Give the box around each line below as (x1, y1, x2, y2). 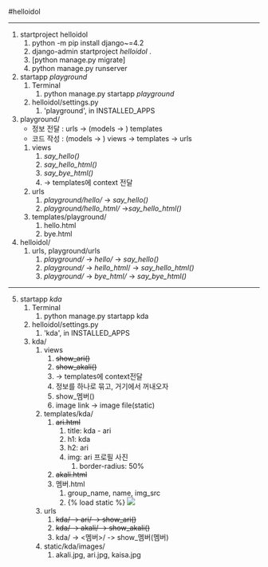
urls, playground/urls (31, 246, 101, 255)
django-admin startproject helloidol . (31, 47, 152, 56)
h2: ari (67, 443, 89, 452)
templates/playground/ (31, 212, 107, 222)
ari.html (55, 418, 81, 427)
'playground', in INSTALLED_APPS (43, 106, 156, 115)
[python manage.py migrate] (31, 55, 126, 65)
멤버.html (55, 479, 85, 489)
